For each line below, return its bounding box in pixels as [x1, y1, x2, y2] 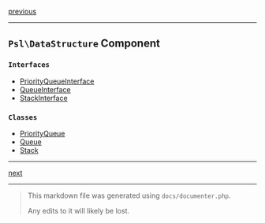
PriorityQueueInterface [19, 76, 95, 86]
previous [8, 7, 37, 16]
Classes [8, 113, 38, 121]
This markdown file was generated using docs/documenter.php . [27, 191, 231, 200]
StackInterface [19, 93, 69, 102]
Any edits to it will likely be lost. [27, 206, 130, 215]
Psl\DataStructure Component [8, 37, 160, 50]
